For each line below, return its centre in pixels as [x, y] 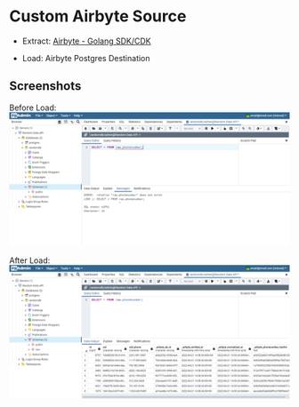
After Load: [30, 260]
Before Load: [33, 108]
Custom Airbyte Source [98, 16]
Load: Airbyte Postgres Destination [86, 58]
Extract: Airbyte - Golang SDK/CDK [86, 41]
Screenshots [45, 86]
